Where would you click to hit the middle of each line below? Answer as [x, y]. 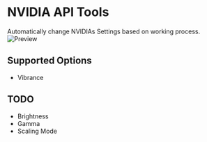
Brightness [33, 116]
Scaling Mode [37, 131]
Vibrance [30, 77]
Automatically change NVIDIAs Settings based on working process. [104, 31]
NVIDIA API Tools [58, 12]
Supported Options [49, 61]
